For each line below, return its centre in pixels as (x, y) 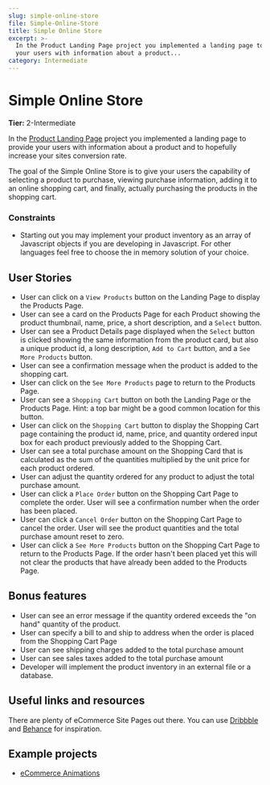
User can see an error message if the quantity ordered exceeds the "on (138, 615)
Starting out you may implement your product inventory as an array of (135, 235)
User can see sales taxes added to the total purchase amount (121, 658)
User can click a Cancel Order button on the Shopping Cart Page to (131, 519)
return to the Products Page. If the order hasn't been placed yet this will (138, 553)
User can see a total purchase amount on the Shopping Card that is (131, 451)
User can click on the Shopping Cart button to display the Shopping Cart (139, 425)
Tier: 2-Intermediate (42, 122)
